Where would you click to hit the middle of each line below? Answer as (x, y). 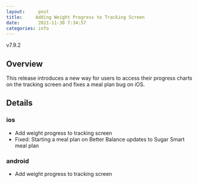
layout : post (28, 12)
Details (19, 103)
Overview (25, 64)
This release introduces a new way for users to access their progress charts (99, 78)
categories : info (28, 28)
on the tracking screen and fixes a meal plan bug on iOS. (76, 84)
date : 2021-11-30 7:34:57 (46, 23)
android (18, 161)
